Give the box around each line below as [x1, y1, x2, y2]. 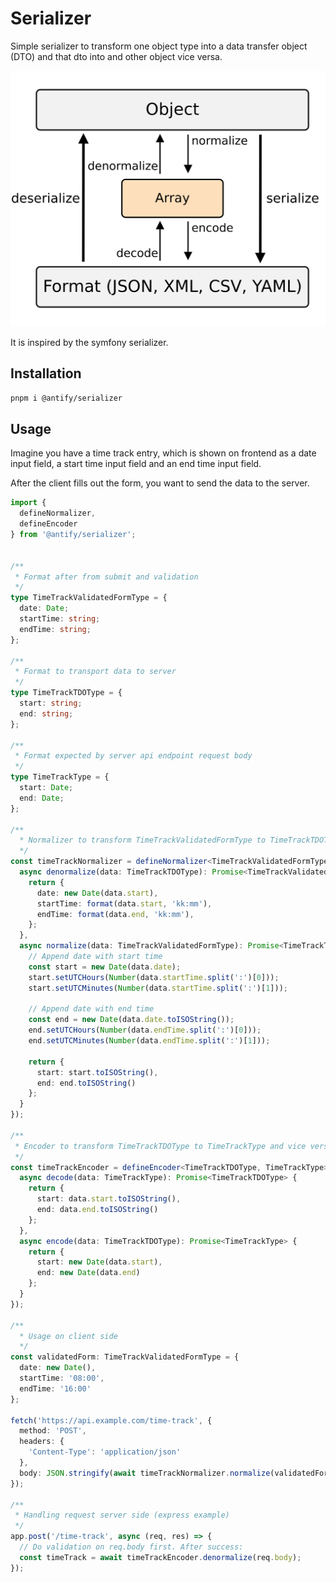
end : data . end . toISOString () [36, 1205, 159, 1215]
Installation [10, 365, 82, 382]
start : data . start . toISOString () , [36, 1194, 182, 1204]
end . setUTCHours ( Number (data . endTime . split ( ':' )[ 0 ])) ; [28, 1025, 262, 1036]
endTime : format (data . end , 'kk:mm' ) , [36, 909, 195, 919]
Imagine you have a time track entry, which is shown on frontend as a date [10, 447, 317, 459]
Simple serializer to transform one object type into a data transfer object [10, 40, 308, 52]
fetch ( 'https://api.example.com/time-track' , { [10, 1415, 213, 1426]
